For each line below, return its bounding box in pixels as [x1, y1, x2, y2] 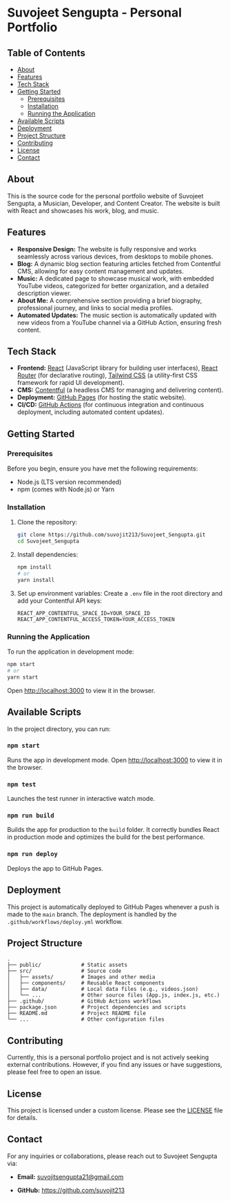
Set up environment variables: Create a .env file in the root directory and [17, 589, 222, 597]
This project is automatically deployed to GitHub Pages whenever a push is [7, 902, 220, 911]
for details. [7, 1113, 38, 1122]
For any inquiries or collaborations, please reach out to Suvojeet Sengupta [7, 1152, 218, 1160]
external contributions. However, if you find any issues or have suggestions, [7, 1061, 222, 1069]
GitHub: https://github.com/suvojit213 [17, 1186, 125, 1194]
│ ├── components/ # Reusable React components [7, 980, 165, 987]
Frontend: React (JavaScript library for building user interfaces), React [17, 364, 218, 372]
